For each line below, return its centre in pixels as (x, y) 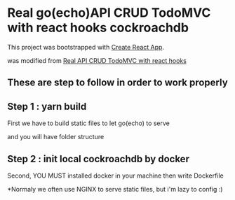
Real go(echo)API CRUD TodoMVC (109, 13)
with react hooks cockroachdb (98, 28)
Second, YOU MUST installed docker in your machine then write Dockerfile (116, 176)
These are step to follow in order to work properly (117, 83)
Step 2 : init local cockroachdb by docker (98, 159)
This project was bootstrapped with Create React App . (86, 47)
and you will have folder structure (56, 137)
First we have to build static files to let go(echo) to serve (89, 123)
